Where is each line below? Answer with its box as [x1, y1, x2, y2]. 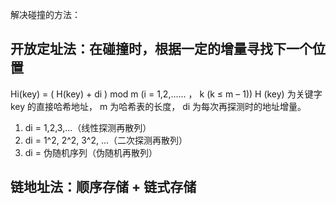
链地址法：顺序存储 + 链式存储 [10, 179, 197, 196]
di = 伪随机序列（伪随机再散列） [24, 146, 158, 158]
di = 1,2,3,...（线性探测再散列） [24, 121, 152, 133]
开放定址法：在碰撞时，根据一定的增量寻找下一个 [10, 41, 313, 58]
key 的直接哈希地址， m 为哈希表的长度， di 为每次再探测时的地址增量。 [10, 100, 307, 112]
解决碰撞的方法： [10, 9, 81, 20]
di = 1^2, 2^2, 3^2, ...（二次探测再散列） [24, 134, 188, 146]
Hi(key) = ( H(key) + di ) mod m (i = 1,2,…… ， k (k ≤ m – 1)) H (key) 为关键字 [10, 88, 323, 100]
